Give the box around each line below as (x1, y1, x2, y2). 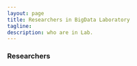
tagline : (7, 22, 32, 29)
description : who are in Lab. (7, 29, 94, 36)
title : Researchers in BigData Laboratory (7, 16, 130, 23)
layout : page (7, 10, 45, 17)
